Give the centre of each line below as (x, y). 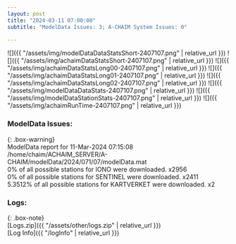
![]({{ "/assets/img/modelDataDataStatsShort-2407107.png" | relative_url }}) (117, 53)
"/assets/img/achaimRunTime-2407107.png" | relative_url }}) (94, 106)
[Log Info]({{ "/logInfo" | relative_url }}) (63, 233)
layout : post (26, 14)
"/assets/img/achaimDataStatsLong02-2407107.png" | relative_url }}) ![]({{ (115, 83)
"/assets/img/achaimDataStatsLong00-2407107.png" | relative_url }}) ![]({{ (115, 68)
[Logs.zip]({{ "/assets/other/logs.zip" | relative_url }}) (84, 225)
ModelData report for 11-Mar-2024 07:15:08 (70, 147)
